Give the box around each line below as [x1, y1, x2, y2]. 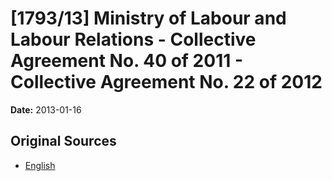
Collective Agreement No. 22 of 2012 [10, 71, 323, 94]
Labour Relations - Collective [10, 28, 257, 51]
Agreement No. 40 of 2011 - [10, 50, 243, 72]
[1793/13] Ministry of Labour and [10, 7, 287, 30]
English [24, 159, 56, 171]
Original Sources [10, 133, 117, 150]
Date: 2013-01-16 [10, 103, 82, 116]
